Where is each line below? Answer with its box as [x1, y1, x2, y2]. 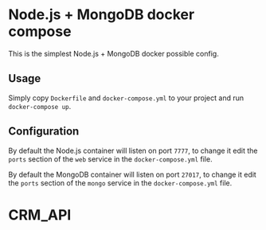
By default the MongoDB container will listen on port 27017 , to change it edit [8, 170, 256, 179]
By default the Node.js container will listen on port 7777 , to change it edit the [8, 146, 258, 155]
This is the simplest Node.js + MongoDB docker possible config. [8, 49, 219, 58]
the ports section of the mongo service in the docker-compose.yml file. [8, 177, 233, 188]
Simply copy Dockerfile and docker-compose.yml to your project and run [8, 93, 244, 103]
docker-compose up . [8, 101, 72, 111]
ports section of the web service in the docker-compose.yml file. [8, 154, 213, 164]
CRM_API [8, 205, 72, 224]
